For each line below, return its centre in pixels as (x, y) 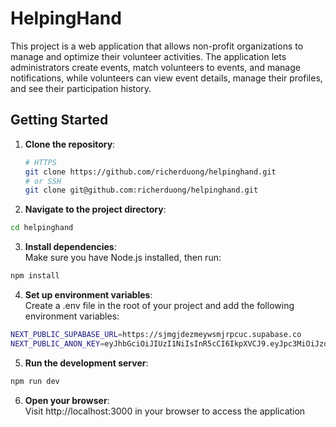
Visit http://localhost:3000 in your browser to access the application (165, 411)
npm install (35, 276)
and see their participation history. (81, 88)
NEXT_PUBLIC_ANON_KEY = (57, 343)
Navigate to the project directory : (95, 209)
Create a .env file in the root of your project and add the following (159, 305)
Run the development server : (86, 363)
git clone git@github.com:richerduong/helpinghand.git (141, 190)
